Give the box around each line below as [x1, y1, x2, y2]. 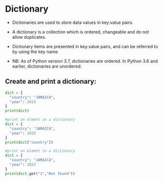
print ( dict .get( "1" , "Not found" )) [5, 171, 76, 176]
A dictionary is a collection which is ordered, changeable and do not [12, 29, 149, 35]
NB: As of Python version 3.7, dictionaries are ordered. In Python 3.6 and [12, 58, 158, 64]
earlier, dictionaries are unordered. [12, 63, 82, 69]
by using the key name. [12, 49, 60, 54]
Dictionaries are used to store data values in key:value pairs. [12, 19, 134, 25]
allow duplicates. [12, 34, 46, 40]
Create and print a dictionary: [5, 77, 97, 86]
